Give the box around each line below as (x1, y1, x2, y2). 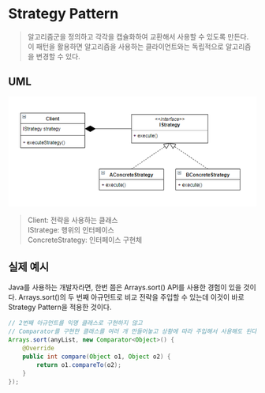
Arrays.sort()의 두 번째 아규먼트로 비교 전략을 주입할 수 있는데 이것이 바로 (18, 293, 244, 302)
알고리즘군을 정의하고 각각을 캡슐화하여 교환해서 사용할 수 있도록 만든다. (27, 32, 249, 41)
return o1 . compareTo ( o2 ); (36, 361, 122, 368)
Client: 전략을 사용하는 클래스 (27, 215, 118, 225)
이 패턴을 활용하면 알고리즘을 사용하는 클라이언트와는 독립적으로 (27, 41, 224, 51)
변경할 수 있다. (35, 51, 80, 61)
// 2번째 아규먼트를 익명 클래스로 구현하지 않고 (8, 319, 144, 327)
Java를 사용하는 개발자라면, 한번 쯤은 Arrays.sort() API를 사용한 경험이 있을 (8, 282, 242, 293)
